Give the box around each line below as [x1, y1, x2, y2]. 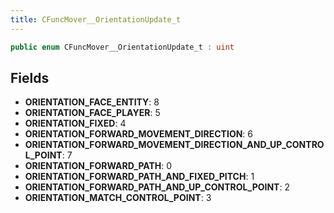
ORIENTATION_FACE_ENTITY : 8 [24, 96, 160, 108]
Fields [10, 69, 50, 86]
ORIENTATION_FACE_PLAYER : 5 [24, 107, 161, 119]
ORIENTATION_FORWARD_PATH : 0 [24, 160, 173, 172]
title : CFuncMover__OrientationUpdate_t [10, 14, 182, 25]
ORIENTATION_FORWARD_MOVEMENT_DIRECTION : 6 [24, 128, 253, 140]
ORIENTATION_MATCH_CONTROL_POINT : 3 [24, 192, 212, 204]
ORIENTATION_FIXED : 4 [24, 117, 127, 130]
